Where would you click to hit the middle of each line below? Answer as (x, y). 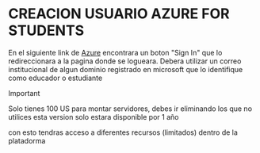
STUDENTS (46, 31)
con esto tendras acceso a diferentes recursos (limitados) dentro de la (123, 132)
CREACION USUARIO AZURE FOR (119, 14)
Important (24, 93)
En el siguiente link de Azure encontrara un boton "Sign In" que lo (115, 52)
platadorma (27, 140)
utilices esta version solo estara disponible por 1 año (94, 117)
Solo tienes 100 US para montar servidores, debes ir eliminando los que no (130, 109)
